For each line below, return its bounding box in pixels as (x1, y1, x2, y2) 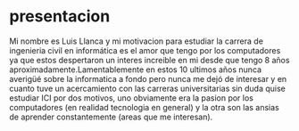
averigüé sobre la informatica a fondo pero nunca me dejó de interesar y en (9, 73, 287, 84)
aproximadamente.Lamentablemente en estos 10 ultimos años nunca (9, 64, 262, 75)
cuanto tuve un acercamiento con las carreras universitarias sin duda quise (9, 83, 286, 94)
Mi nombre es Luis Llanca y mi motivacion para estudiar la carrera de (9, 36, 263, 46)
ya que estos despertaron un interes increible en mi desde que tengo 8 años (9, 54, 290, 65)
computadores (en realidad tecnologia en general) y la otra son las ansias (9, 102, 279, 112)
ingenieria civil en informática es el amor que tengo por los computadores (9, 45, 281, 55)
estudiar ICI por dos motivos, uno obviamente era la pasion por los (9, 92, 254, 103)
